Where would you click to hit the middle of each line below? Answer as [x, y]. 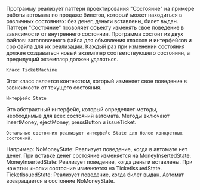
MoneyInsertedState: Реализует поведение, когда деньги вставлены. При [99, 162]
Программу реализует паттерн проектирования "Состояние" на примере [100, 9]
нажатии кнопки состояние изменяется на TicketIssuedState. [84, 168]
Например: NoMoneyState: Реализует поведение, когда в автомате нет [97, 149]
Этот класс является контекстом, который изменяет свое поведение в [96, 81]
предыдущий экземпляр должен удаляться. [62, 59]
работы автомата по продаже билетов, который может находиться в [94, 15]
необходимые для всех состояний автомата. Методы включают [88, 116]
